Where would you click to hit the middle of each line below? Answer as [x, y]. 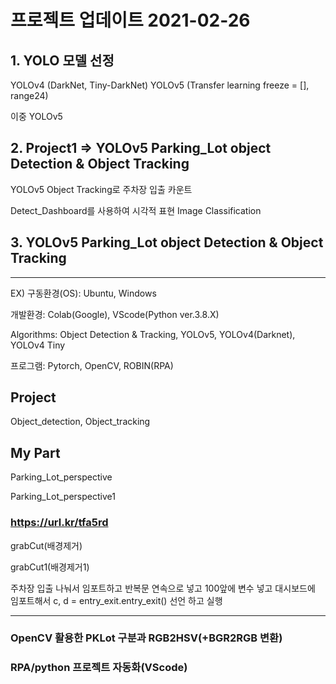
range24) [29, 95]
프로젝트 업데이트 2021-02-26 [130, 20]
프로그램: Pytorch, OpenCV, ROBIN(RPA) [92, 365]
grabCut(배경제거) [46, 545]
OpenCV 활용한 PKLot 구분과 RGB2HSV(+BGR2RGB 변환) [146, 638]
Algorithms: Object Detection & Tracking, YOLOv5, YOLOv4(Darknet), [153, 334]
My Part [35, 452]
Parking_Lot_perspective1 [63, 497]
